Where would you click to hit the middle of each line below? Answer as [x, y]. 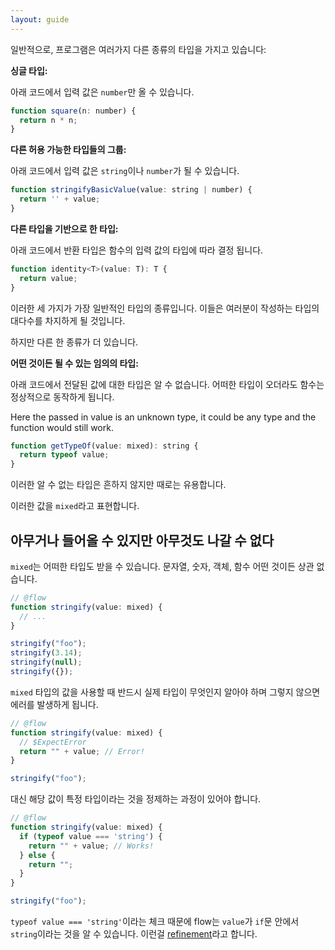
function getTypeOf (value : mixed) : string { [104, 446]
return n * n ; [48, 120]
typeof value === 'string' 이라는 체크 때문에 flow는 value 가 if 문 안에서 [155, 922]
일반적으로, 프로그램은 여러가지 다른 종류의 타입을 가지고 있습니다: [138, 49]
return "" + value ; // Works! [91, 846]
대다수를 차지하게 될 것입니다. [68, 320]
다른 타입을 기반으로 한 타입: [64, 228]
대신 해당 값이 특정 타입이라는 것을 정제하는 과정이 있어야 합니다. [136, 799]
